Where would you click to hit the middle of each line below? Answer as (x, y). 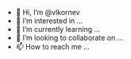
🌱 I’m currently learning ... (58, 29)
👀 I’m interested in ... (49, 21)
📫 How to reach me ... (52, 47)
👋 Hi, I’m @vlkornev (48, 12)
